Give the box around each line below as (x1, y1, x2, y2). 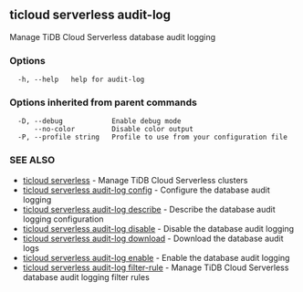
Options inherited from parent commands (9, 96, 198, 109)
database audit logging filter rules (22, 271, 151, 282)
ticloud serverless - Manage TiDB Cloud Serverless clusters (22, 174, 248, 185)
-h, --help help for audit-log (17, 75, 145, 85)
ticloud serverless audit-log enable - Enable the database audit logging (22, 252, 290, 263)
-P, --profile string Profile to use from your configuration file (17, 132, 287, 142)
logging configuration (22, 214, 104, 224)
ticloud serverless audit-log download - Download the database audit (22, 233, 285, 244)
